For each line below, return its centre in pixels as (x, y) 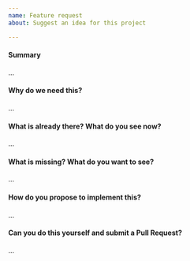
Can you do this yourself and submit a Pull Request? (95, 233)
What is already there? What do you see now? (85, 126)
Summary (24, 55)
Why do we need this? (45, 91)
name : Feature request (45, 15)
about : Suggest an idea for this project (77, 23)
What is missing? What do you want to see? (81, 162)
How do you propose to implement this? (75, 197)
